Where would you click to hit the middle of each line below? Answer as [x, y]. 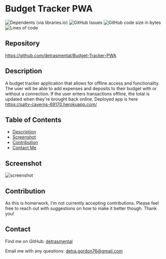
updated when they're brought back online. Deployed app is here [72, 99]
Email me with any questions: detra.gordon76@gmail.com [64, 251]
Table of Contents [33, 120]
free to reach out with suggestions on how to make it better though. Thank [81, 208]
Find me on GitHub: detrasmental [39, 241]
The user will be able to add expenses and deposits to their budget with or [81, 88]
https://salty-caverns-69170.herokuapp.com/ [51, 104]
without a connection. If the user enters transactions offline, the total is [77, 94]
